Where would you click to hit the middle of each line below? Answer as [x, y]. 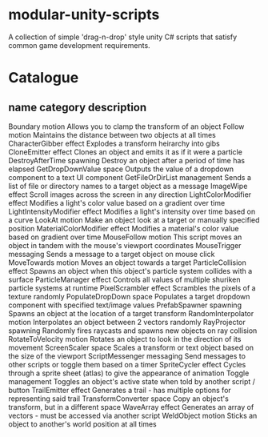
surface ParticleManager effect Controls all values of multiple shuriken [124, 279]
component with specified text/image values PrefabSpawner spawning [125, 305]
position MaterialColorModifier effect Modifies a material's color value [124, 228]
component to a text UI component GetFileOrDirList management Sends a [130, 177]
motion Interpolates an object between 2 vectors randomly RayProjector [127, 322]
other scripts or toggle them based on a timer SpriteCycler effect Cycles [127, 364]
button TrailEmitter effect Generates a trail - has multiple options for [120, 390]
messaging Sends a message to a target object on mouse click [112, 254]
